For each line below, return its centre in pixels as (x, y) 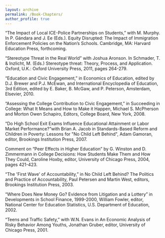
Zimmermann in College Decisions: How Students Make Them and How (78, 154)
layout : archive (22, 10)
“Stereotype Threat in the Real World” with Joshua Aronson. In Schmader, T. (83, 58)
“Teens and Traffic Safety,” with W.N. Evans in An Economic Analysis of (78, 220)
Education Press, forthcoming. (36, 49)
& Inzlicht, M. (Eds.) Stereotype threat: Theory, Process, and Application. (79, 63)
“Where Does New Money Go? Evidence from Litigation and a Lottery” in (79, 194)
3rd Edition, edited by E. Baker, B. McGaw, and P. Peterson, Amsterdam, (78, 89)
